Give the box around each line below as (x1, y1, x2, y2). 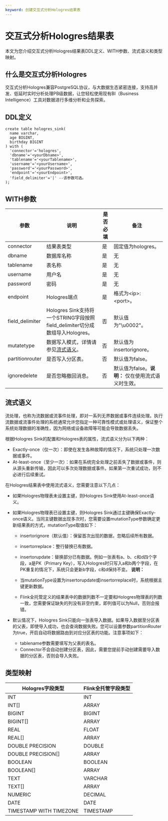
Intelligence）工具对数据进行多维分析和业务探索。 (5, 97, 108, 103)
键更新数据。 (19, 583, 46, 589)
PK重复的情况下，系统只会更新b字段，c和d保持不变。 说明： (19, 566, 145, 572)
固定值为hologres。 (113, 243, 159, 250)
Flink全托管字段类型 (83, 684, 130, 691)
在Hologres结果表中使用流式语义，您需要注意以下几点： (5, 482, 120, 488)
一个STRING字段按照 (46, 314, 95, 321)
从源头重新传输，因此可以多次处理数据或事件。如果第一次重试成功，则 (12, 465, 157, 471)
